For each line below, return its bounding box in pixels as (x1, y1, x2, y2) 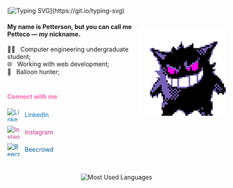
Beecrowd (24, 146, 54, 154)
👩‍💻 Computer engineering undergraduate (7, 45, 129, 53)
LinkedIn (24, 111, 49, 119)
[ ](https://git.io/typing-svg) (7, 7, 125, 15)
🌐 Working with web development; (7, 60, 110, 69)
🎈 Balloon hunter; (7, 68, 60, 76)
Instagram (24, 128, 53, 137)
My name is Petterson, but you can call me (7, 22, 132, 31)
